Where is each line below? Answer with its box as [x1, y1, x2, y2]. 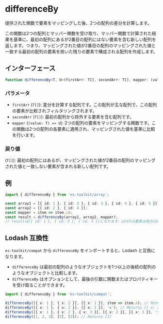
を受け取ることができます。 [12, 282, 67, 288]
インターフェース [5, 64, 56, 72]
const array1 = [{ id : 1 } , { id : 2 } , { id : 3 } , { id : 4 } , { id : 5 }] [5, 201, 158, 206]
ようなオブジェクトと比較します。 [12, 270, 80, 276]
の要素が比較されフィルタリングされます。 [12, 108, 97, 114]
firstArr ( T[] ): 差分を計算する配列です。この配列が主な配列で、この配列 [12, 102, 157, 107]
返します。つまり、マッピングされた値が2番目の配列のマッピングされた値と [5, 42, 156, 48]
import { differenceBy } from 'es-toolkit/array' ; [5, 192, 110, 197]
